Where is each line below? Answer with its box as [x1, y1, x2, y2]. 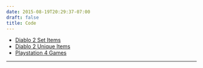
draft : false [6, 14, 39, 20]
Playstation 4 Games [14, 49, 67, 57]
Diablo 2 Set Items [14, 37, 61, 44]
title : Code [6, 20, 36, 26]
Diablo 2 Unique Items [14, 43, 71, 50]
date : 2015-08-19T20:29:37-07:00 [6, 8, 91, 15]
